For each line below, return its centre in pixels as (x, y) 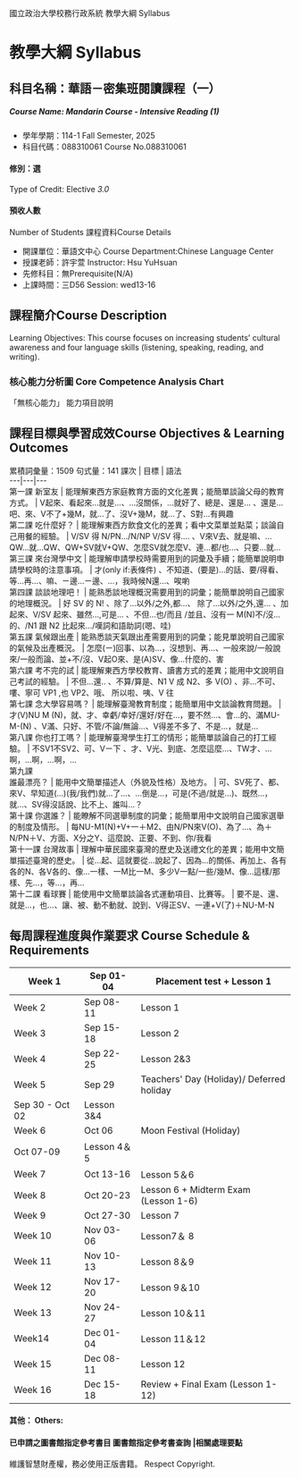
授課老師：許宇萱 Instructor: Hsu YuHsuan (100, 262)
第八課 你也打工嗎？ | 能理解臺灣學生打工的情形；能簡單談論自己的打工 (139, 737)
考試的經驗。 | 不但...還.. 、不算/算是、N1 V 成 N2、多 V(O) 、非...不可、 (149, 681)
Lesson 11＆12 (173, 1339)
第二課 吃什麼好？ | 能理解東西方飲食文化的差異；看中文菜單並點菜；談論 (143, 525)
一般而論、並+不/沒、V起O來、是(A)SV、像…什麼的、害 (122, 659)
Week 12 (33, 1287)
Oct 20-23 (108, 1195)
